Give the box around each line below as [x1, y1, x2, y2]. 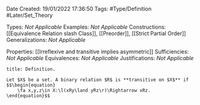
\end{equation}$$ [6, 93, 50, 99]
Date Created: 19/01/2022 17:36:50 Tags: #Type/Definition [6, 5, 152, 12]
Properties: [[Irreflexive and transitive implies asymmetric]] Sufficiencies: [6, 48, 189, 55]
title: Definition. [6, 66, 56, 72]
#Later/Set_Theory [6, 12, 53, 19]
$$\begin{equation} [6, 82, 56, 88]
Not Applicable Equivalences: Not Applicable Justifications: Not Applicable [6, 55, 194, 61]
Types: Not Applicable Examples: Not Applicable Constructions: [6, 24, 166, 30]
